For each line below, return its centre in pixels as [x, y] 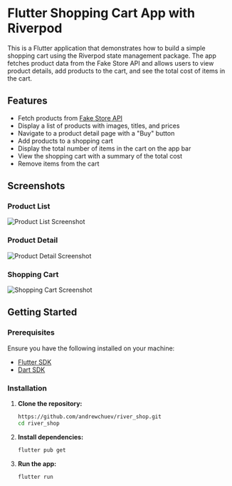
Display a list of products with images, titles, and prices [99, 126]
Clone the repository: [50, 404]
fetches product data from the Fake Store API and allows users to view [111, 63]
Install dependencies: [51, 437]
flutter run [35, 477]
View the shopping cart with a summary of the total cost [100, 156]
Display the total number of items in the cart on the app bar [104, 148]
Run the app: [37, 464]
